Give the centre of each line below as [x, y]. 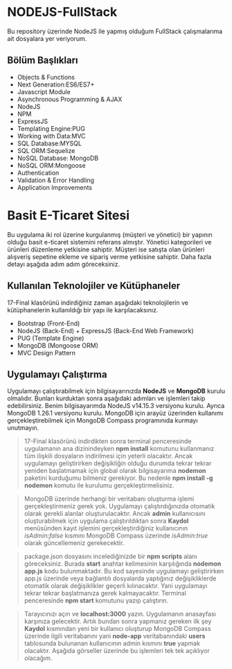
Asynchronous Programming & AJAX [70, 99]
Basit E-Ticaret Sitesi [69, 215]
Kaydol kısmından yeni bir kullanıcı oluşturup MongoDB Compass [117, 629]
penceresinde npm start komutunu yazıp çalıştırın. [96, 600]
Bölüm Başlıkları [43, 61]
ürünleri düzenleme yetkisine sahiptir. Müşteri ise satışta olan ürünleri [106, 249]
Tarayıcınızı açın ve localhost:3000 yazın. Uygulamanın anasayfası [120, 614]
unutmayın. [23, 428]
